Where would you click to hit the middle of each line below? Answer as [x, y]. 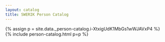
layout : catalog [22, 10]
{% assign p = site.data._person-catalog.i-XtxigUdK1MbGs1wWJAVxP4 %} [83, 28]
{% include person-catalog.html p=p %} [47, 34]
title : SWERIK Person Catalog [37, 14]
